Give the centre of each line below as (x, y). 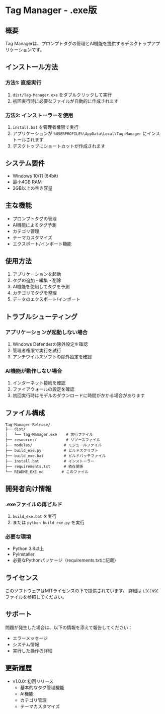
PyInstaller (23, 554)
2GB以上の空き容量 (32, 188)
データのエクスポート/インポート (46, 299)
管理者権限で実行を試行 (37, 351)
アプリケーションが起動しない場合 (47, 332)
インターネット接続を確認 (39, 383)
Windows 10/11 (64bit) (35, 176)
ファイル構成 (25, 413)
